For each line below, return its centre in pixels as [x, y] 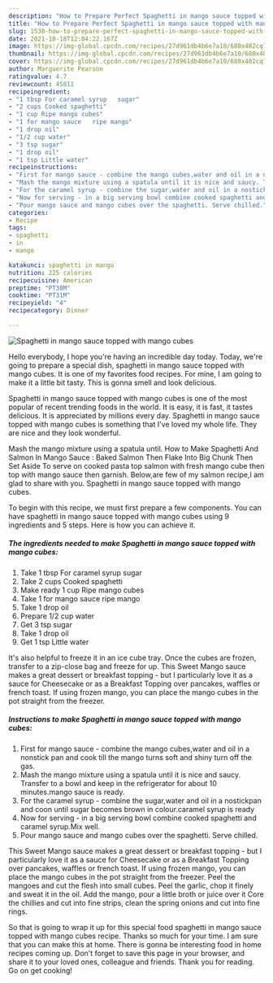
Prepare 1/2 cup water [57, 616]
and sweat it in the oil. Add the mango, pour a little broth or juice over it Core [136, 894]
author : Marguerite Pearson [56, 69]
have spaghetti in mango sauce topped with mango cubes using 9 [119, 516]
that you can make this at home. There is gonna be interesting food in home [135, 944]
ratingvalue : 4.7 [38, 76]
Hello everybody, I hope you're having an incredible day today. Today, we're [135, 356]
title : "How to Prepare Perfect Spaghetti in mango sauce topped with [130, 24]
